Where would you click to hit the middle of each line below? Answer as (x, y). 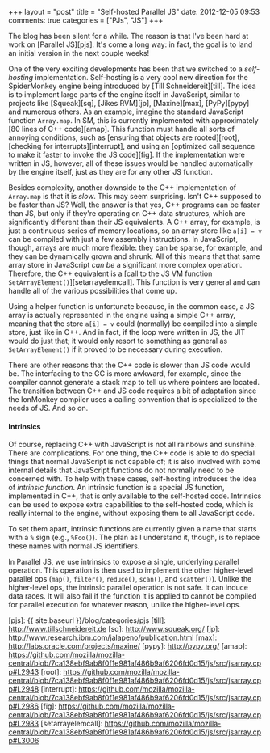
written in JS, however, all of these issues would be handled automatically (131, 163)
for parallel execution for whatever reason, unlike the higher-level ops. (125, 605)
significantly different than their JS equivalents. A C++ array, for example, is (134, 222)
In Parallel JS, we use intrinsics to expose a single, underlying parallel (124, 562)
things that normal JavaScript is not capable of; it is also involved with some (135, 462)
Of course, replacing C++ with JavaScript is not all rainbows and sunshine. (132, 445)
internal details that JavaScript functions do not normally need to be (121, 470)
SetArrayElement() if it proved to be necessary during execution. (116, 349)
